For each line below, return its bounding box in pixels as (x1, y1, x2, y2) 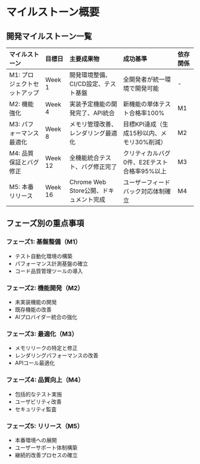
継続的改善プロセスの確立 (14, 451, 78, 459)
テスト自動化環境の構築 (14, 252, 73, 260)
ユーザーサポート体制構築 (14, 444, 78, 451)
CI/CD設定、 (69, 80, 105, 88)
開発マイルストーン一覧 (6, 31, 92, 41)
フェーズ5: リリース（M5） (6, 422, 83, 430)
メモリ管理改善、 (69, 120, 118, 128)
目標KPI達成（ (123, 120, 162, 128)
